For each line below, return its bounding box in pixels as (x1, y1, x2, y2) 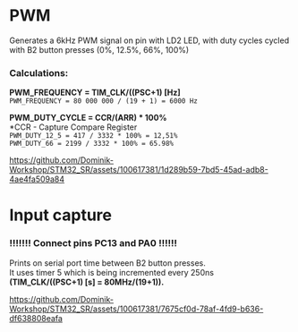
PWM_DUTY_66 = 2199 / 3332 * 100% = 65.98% (9, 140, 175, 149)
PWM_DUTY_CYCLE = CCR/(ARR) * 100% (9, 113, 167, 123)
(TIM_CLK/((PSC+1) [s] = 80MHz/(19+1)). (9, 277, 165, 287)
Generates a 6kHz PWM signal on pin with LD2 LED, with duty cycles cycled (9, 35, 289, 46)
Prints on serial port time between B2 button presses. (9, 257, 206, 268)
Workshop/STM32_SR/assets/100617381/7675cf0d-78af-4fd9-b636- (9, 303, 264, 314)
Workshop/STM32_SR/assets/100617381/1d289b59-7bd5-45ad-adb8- (9, 165, 268, 175)
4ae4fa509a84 (9, 174, 65, 184)
